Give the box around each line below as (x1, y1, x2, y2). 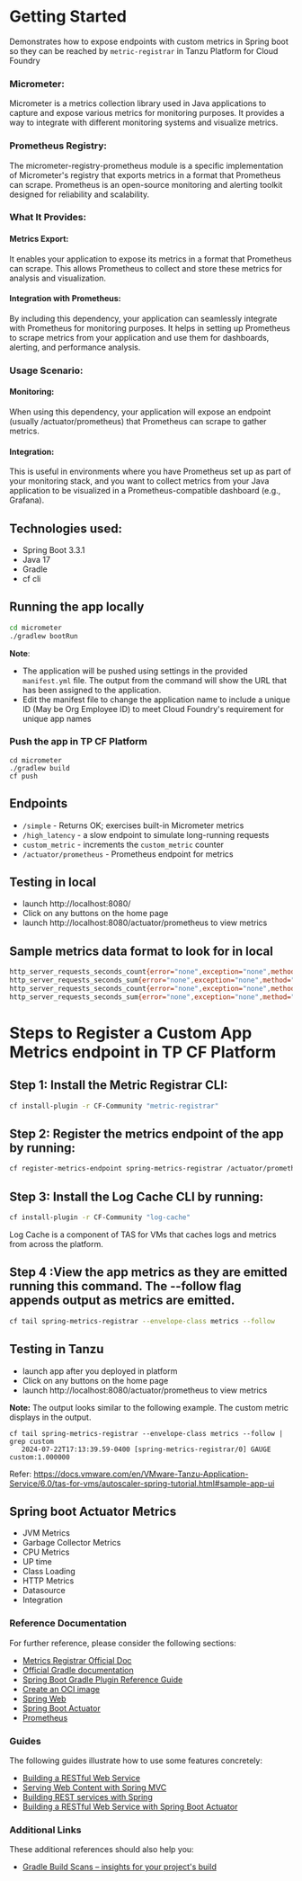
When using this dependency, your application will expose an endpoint (9, 406, 271, 417)
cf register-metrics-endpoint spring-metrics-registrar (9, 1164, 223, 1173)
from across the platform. (9, 1239, 103, 1250)
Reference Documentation (9, 1617, 128, 1629)
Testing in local (9, 875, 97, 890)
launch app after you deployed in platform (22, 1365, 178, 1377)
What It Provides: (9, 211, 87, 224)
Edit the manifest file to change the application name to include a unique (22, 694, 290, 705)
